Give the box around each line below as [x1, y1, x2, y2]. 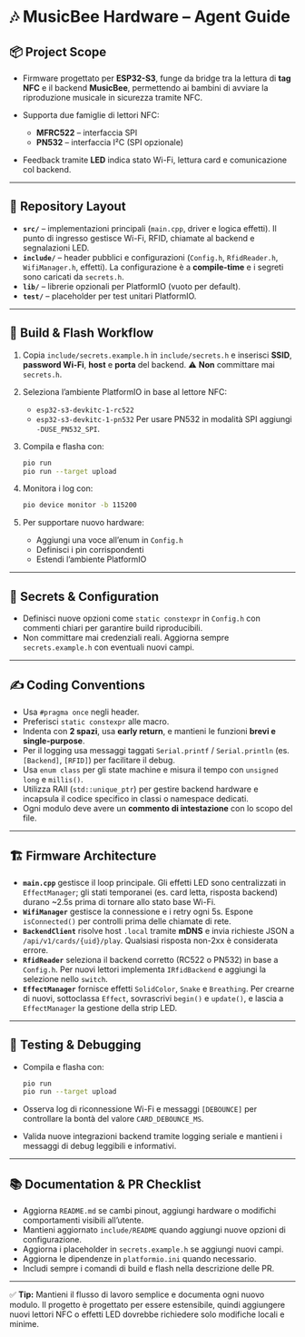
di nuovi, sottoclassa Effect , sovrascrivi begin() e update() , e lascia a [22, 992, 284, 1004]
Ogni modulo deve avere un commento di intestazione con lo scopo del [22, 802, 293, 813]
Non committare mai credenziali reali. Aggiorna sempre [22, 633, 230, 644]
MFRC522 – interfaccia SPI [35, 127, 138, 138]
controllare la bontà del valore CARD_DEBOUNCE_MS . [22, 1114, 204, 1125]
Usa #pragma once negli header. [22, 706, 140, 717]
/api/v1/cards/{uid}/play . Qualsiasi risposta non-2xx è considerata [22, 935, 279, 946]
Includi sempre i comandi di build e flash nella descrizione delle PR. [22, 1263, 275, 1274]
